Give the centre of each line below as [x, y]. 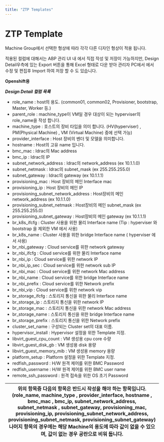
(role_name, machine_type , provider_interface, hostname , [82, 395]
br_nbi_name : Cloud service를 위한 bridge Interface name [70, 278]
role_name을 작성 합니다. [36, 120]
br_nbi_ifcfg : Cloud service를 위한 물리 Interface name [67, 253]
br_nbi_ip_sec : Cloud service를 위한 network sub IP [64, 265]
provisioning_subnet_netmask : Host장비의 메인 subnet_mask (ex [77, 205]
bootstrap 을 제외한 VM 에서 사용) [45, 229]
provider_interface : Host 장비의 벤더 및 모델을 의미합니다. [68, 139]
